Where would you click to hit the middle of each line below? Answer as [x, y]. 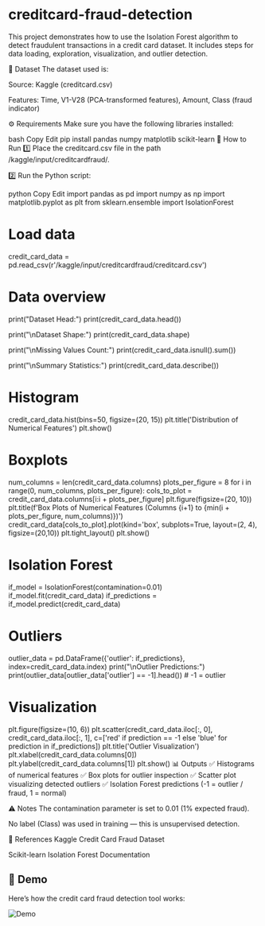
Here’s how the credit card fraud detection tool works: [97, 899]
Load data [42, 234]
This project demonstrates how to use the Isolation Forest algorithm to [123, 37]
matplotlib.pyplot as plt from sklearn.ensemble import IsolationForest [121, 202]
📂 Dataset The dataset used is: [58, 68]
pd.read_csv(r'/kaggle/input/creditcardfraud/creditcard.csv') [107, 265]
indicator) [24, 108]
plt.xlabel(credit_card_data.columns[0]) [72, 754]
